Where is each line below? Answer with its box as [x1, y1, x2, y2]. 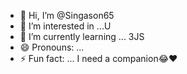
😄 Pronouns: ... [19, 41, 85, 53]
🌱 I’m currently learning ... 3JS [19, 31, 145, 42]
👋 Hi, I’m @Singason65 [19, 10, 115, 21]
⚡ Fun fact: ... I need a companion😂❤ [19, 53, 178, 64]
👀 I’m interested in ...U [19, 20, 112, 32]
